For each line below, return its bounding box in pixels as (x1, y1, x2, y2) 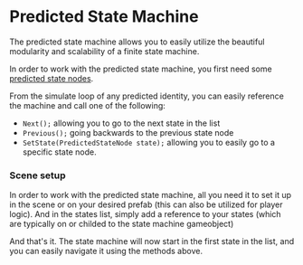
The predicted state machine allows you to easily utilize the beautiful (9, 36, 265, 47)
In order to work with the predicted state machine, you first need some (9, 63, 273, 74)
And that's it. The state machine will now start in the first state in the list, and (9, 236, 295, 247)
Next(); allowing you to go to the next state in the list (22, 118, 221, 128)
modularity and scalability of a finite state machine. (9, 45, 200, 56)
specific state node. (22, 147, 97, 157)
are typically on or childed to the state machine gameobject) (9, 219, 234, 230)
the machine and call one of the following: (9, 99, 166, 110)
